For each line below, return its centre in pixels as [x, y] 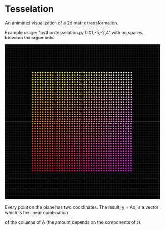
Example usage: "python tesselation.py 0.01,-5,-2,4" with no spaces [74, 32]
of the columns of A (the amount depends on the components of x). [73, 222]
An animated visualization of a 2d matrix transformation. [62, 23]
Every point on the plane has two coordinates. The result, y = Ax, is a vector [82, 207]
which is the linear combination [37, 213]
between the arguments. [30, 38]
